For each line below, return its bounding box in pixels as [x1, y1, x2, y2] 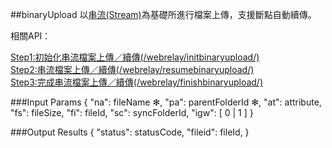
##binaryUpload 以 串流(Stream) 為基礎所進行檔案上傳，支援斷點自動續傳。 [10, 9, 317, 20]
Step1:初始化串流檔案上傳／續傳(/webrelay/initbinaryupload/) [10, 51, 260, 63]
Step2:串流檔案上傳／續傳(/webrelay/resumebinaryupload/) [10, 64, 255, 75]
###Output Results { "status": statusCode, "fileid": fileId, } [10, 126, 250, 138]
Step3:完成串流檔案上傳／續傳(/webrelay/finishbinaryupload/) [10, 76, 264, 88]
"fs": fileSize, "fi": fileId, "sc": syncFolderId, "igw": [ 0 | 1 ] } [10, 107, 254, 118]
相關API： [10, 30, 52, 42]
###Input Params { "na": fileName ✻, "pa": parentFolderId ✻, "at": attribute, [10, 96, 322, 108]
